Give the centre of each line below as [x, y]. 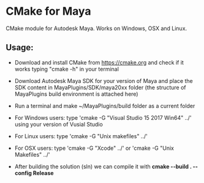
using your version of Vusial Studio [59, 124]
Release [43, 173]
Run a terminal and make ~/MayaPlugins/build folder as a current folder [105, 106]
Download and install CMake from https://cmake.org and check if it [99, 62]
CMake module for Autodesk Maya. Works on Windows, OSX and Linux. [96, 28]
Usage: [20, 48]
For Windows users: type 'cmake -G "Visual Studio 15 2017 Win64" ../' [103, 117]
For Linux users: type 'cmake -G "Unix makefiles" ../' [81, 136]
